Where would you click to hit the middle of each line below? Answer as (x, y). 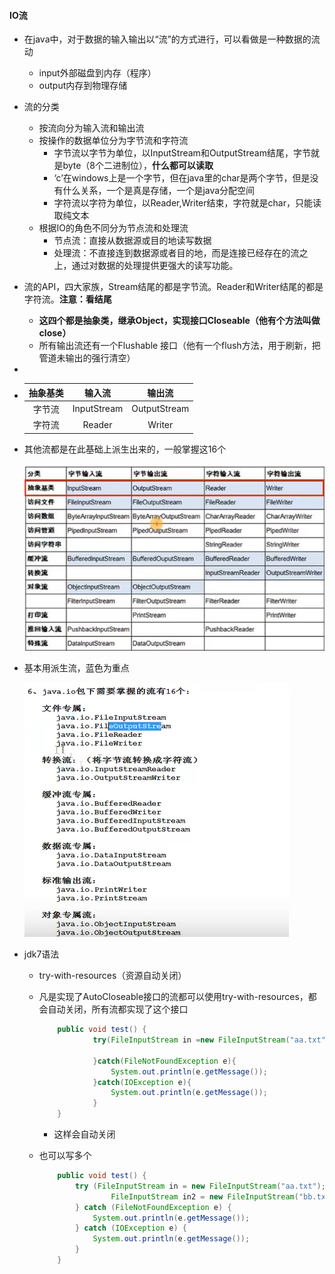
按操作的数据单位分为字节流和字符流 (113, 141)
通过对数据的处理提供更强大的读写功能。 (155, 266)
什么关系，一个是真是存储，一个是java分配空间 (159, 191)
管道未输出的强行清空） (87, 358)
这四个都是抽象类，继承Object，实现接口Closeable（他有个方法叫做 (179, 321)
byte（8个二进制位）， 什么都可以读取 (138, 166)
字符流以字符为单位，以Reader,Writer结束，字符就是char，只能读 (187, 203)
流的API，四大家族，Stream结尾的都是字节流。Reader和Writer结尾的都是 (173, 287)
